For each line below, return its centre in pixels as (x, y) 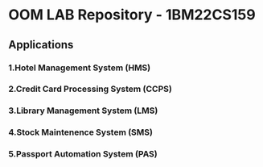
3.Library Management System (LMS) (83, 111)
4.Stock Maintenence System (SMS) (80, 132)
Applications (41, 45)
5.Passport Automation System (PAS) (83, 154)
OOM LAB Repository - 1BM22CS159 (132, 15)
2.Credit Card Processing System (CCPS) (90, 89)
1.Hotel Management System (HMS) (80, 68)
